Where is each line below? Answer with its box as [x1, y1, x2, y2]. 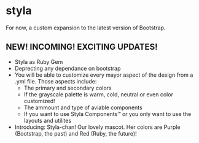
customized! [23, 97, 56, 104]
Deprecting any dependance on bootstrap [14, 64, 121, 72]
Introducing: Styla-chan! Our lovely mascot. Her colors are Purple [14, 123, 181, 131]
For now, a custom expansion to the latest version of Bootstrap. [6, 24, 166, 31]
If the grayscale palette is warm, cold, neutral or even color [23, 90, 173, 98]
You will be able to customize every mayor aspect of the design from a [14, 71, 193, 79]
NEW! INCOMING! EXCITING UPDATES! [6, 42, 158, 52]
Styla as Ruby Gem [14, 58, 63, 65]
